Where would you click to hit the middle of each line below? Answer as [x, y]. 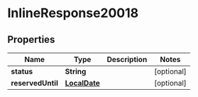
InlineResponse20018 [73, 13]
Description [127, 60]
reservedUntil [35, 83]
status [22, 71]
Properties [31, 40]
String [76, 71]
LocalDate [83, 83]
